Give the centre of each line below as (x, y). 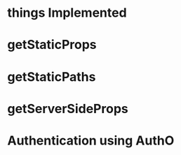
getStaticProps (52, 45)
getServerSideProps (68, 109)
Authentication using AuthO (91, 140)
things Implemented (67, 13)
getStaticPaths (52, 76)
